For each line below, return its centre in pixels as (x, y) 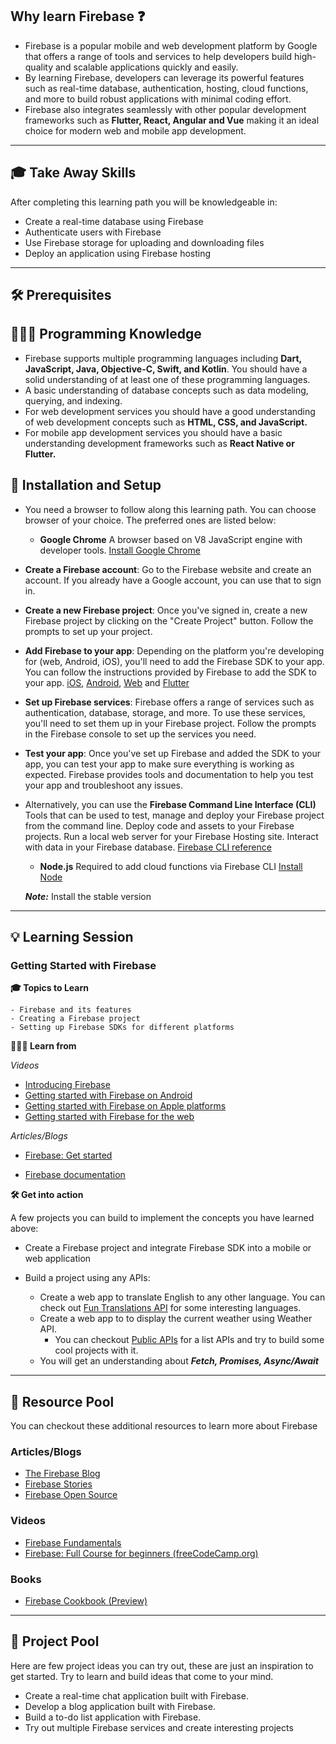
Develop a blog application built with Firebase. (120, 1706)
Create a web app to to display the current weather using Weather (176, 1319)
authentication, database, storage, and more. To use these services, (165, 712)
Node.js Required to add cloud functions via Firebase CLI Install (171, 866)
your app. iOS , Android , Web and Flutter (107, 682)
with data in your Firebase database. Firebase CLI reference (148, 847)
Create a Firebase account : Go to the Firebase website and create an (168, 569)
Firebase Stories (58, 1484)
